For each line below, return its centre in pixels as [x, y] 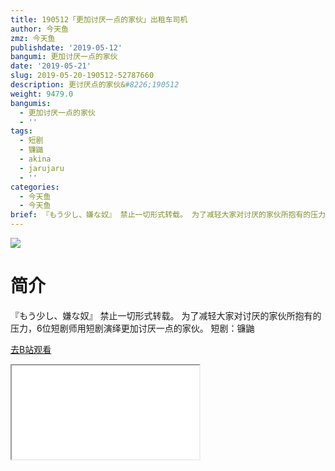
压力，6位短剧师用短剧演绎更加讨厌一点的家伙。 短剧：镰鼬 [132, 328]
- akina [35, 159]
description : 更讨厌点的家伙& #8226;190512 [95, 85]
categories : [35, 187]
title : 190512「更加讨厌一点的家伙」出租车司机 [99, 19]
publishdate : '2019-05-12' [66, 47]
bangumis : [31, 103]
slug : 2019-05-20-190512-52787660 [82, 76]
